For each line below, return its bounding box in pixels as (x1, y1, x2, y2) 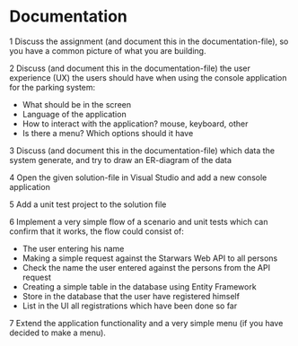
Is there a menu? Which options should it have (22, 127, 194, 138)
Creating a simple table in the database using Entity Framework (22, 281, 258, 292)
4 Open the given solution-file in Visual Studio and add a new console (9, 172, 267, 183)
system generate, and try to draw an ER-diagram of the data (9, 154, 232, 165)
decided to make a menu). (9, 327, 106, 338)
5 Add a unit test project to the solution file (9, 199, 167, 210)
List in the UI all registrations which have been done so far (22, 300, 238, 311)
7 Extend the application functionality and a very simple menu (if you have (9, 317, 284, 328)
